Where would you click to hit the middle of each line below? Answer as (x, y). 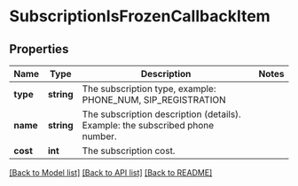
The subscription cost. (129, 151)
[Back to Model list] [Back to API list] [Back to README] (111, 173)
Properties (39, 49)
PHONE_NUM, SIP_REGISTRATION (154, 100)
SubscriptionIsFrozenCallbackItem (140, 16)
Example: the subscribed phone (148, 125)
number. (99, 136)
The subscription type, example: (149, 89)
